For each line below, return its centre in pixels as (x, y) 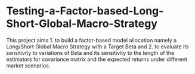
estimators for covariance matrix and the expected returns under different (97, 59)
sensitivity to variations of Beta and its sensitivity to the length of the (90, 53)
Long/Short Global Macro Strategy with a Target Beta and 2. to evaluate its (97, 47)
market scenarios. (28, 65)
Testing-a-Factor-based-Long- (85, 11)
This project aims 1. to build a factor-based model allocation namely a (92, 40)
